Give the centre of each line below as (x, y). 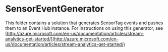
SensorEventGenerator (55, 9)
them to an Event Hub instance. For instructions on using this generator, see (84, 28)
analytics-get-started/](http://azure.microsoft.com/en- (62, 39)
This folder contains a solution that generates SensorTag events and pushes (84, 23)
